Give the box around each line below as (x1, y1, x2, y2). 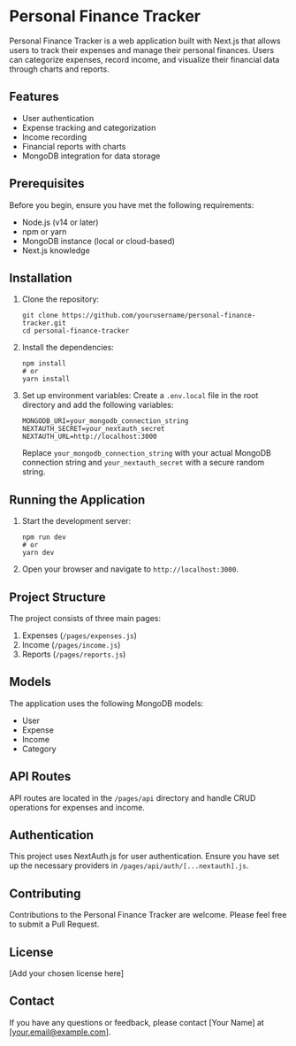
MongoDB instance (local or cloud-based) (21, 235, 175, 246)
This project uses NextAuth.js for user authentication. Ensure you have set (9, 851, 280, 862)
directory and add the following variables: (21, 400, 174, 411)
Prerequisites (9, 176, 85, 191)
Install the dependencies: (21, 342, 115, 353)
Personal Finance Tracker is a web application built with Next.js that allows (9, 35, 281, 46)
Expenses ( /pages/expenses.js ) (21, 630, 137, 641)
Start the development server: (21, 516, 132, 527)
